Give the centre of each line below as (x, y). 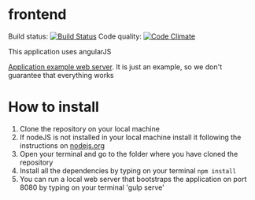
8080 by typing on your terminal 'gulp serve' (92, 187)
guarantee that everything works (61, 75)
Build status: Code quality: (75, 36)
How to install (54, 107)
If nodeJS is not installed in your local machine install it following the (130, 137)
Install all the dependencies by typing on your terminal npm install (128, 170)
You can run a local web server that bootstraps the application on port (133, 179)
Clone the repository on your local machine (89, 128)
